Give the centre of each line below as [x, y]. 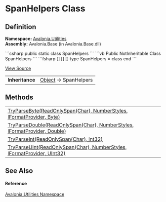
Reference [16, 183]
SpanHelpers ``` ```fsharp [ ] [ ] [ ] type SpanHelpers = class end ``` [71, 59]
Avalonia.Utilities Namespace [35, 194]
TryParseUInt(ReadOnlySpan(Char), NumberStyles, [67, 147]
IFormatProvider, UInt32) [37, 153]
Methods [19, 98]
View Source [18, 68]
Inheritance [21, 80]
